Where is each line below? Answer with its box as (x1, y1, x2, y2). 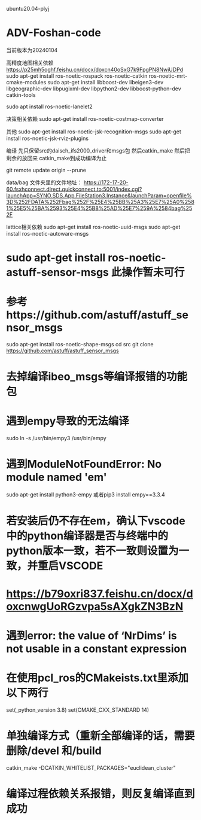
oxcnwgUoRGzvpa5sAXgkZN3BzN (6, 599, 184, 613)
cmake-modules (6, 78, 47, 86)
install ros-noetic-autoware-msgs (6, 230, 89, 237)
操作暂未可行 (121, 266, 185, 279)
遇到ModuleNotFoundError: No (6, 458, 162, 471)
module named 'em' (6, 471, 107, 484)
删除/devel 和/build (6, 744, 102, 757)
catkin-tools (6, 91, 36, 98)
